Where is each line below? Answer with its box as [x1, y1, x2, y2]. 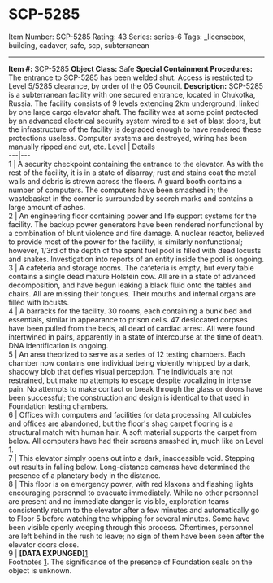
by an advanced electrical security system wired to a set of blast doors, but [8, 116, 262, 125]
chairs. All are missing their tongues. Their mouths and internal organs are [8, 288, 256, 298]
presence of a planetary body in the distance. [8, 470, 161, 480]
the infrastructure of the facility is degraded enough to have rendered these [8, 124, 262, 134]
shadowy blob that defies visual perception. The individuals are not [8, 366, 233, 376]
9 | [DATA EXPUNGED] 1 [8, 548, 89, 558]
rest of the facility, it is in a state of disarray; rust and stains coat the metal [8, 168, 257, 178]
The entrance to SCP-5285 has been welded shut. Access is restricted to [8, 72, 253, 82]
